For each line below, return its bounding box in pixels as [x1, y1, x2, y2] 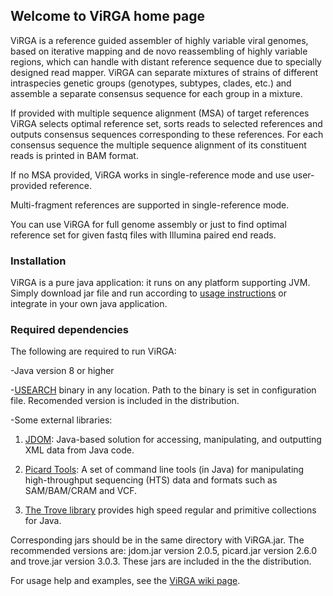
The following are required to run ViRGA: [10, 345, 177, 358]
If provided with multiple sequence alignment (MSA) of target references [10, 107, 310, 119]
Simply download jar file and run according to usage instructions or [10, 287, 287, 299]
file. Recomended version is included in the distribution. [10, 395, 240, 407]
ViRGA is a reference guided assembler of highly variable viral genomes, [10, 34, 309, 46]
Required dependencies [10, 323, 129, 337]
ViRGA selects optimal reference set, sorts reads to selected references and [10, 117, 323, 129]
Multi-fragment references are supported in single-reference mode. [10, 199, 290, 211]
